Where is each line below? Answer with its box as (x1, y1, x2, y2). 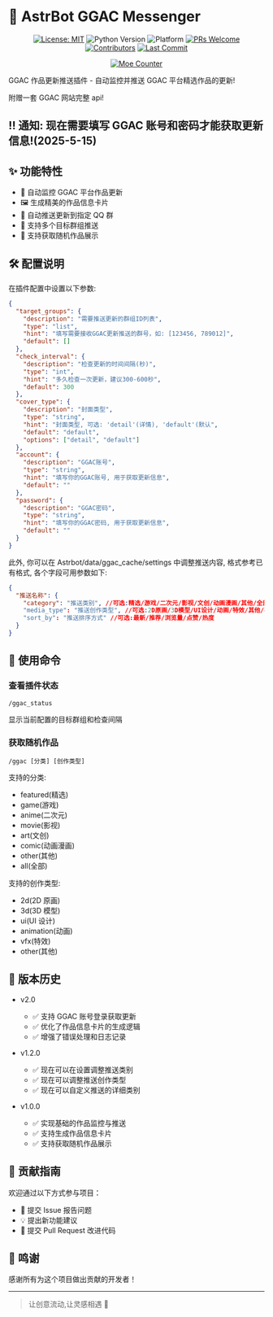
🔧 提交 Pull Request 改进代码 (19, 1225, 116, 1235)
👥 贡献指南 (8, 1165, 61, 1179)
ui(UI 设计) (19, 915, 55, 926)
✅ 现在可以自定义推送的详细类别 (32, 1085, 141, 1095)
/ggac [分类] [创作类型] (8, 757, 85, 765)
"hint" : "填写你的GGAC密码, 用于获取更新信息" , (23, 519, 170, 527)
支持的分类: (8, 772, 47, 782)
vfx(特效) (19, 935, 51, 946)
